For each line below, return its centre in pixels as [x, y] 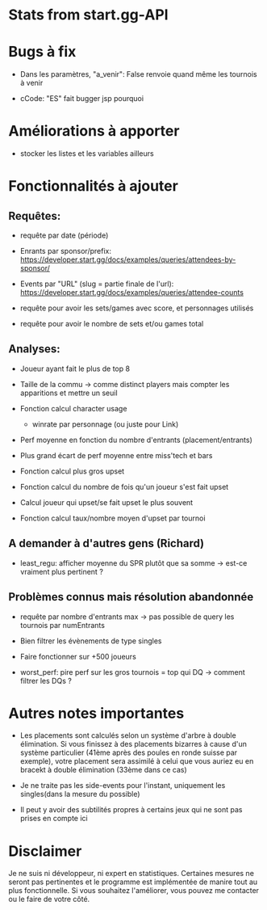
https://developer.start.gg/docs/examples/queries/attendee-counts [132, 293]
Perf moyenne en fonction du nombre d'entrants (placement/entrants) [136, 440]
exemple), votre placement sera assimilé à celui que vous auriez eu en [137, 761]
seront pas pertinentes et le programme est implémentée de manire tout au [133, 882]
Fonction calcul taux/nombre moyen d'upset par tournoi [113, 518]
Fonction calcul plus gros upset [72, 471]
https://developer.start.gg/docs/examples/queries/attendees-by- [128, 259]
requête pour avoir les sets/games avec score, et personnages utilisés [137, 308]
